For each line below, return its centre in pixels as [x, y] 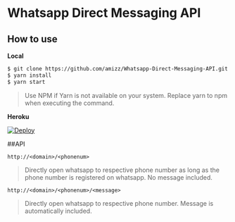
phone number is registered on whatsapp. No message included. [119, 177]
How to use [32, 39]
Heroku [18, 116]
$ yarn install [30, 75]
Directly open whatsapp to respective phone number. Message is [119, 203]
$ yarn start [26, 82]
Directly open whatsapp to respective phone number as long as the [122, 170]
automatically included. [58, 211]
